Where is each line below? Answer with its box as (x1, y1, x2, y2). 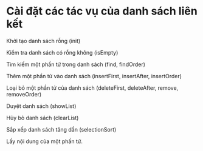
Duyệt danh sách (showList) (6, 102, 77, 110)
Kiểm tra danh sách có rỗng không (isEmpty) (6, 49, 119, 56)
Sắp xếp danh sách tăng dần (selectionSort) (6, 126, 117, 133)
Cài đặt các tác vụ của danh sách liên (6, 4, 198, 18)
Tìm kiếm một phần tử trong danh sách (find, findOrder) (6, 61, 146, 68)
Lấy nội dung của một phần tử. (6, 138, 83, 145)
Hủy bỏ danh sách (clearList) (6, 114, 79, 121)
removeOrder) (6, 90, 42, 98)
